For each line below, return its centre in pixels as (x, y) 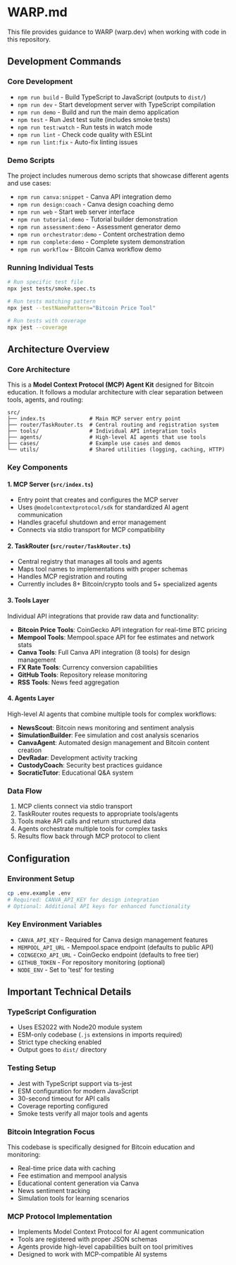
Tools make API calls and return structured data (87, 821)
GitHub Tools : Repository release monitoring (82, 674)
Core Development (40, 82)
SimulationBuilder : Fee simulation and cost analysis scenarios (108, 735)
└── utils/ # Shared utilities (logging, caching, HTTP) (116, 450)
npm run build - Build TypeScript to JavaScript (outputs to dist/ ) (112, 97)
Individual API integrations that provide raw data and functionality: (103, 616)
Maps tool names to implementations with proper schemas (103, 569)
